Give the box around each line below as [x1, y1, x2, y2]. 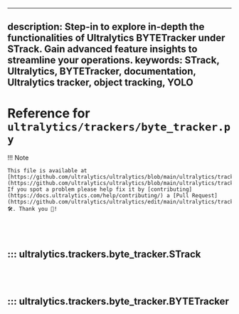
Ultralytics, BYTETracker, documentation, [7, 66, 196, 78]
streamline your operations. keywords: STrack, [7, 54, 220, 66]
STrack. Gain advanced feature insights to [7, 43, 198, 56]
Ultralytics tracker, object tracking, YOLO [7, 76, 193, 89]
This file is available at [7, 167, 87, 174]
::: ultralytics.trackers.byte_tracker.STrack [7, 248, 201, 260]
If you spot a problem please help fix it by [7, 186, 144, 193]
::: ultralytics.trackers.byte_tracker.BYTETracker [7, 295, 230, 307]
